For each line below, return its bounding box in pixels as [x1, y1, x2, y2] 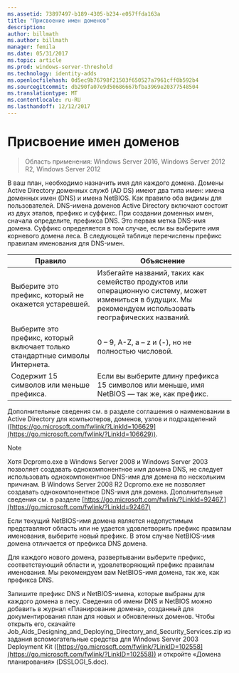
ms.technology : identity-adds [7, 70, 97, 77]
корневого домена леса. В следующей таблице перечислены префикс [7, 231, 222, 240]
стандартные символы [11, 350, 90, 360]
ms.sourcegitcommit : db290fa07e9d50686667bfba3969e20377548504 [7, 83, 199, 90]
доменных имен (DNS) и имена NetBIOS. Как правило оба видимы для [7, 194, 222, 202]
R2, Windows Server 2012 [24, 164, 101, 173]
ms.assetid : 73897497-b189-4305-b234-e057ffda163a [7, 10, 161, 18]
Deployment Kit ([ [7, 642, 59, 651]
